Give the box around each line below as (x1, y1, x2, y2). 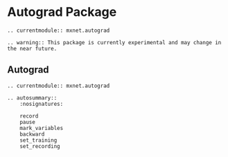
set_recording (19, 142, 60, 149)
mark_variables (19, 124, 64, 131)
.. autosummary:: (7, 94, 58, 101)
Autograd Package (7, 4, 117, 20)
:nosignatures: (19, 100, 64, 107)
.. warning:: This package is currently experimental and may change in (7, 39, 222, 46)
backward (19, 131, 45, 138)
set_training (19, 136, 58, 144)
